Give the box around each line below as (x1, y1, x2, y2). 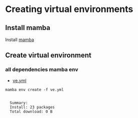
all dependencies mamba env (5, 66, 79, 73)
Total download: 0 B (10, 109, 53, 114)
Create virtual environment (5, 51, 92, 59)
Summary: (10, 100, 28, 105)
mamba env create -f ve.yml (5, 87, 64, 92)
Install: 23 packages (10, 104, 55, 109)
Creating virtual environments (5, 3, 133, 15)
